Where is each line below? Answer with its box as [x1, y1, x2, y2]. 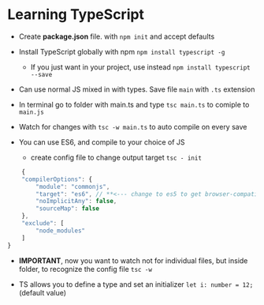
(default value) [18, 288, 67, 297]
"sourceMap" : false [35, 205, 100, 213]
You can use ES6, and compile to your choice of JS [18, 137, 186, 147]
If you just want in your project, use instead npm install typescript [30, 62, 251, 72]
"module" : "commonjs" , [35, 183, 110, 190]
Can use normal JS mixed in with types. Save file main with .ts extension [18, 85, 255, 94]
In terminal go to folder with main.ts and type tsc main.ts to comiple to [18, 100, 250, 109]
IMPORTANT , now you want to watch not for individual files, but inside [18, 255, 248, 265]
